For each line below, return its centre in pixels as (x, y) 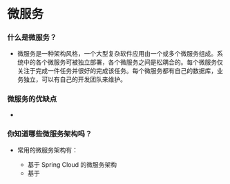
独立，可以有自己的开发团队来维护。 (75, 79)
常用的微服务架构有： (47, 150)
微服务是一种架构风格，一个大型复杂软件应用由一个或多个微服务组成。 (117, 54)
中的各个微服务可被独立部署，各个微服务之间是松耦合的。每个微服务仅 (123, 62)
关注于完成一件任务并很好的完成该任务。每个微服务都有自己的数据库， (117, 71)
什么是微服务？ (32, 37)
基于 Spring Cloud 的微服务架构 (72, 165)
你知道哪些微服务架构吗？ (50, 134)
